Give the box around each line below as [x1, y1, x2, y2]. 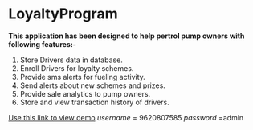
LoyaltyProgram [8, 5, 118, 23]
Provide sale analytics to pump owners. [19, 89, 151, 98]
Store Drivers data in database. [19, 55, 123, 65]
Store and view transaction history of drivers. [19, 97, 170, 107]
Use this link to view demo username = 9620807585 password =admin [8, 112, 244, 122]
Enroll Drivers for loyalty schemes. [19, 63, 134, 73]
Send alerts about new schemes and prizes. [19, 81, 166, 90]
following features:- [8, 39, 76, 49]
